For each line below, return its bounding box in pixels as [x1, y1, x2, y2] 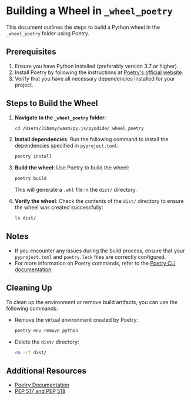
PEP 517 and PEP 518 [14, 388, 66, 395]
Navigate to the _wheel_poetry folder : [14, 114, 106, 121]
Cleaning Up [6, 283, 52, 293]
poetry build [14, 175, 47, 182]
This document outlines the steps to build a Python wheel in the [6, 24, 160, 31]
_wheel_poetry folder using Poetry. [6, 29, 90, 36]
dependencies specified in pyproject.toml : [14, 142, 119, 149]
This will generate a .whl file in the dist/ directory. [14, 186, 137, 194]
